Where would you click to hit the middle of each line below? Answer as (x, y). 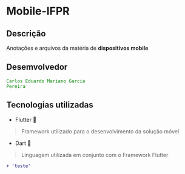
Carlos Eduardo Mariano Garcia (46, 81)
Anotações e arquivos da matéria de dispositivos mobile (77, 48)
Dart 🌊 (23, 143)
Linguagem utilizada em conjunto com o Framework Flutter (95, 155)
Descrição (26, 34)
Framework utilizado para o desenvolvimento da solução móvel (100, 131)
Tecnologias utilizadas (50, 105)
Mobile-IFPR (38, 11)
